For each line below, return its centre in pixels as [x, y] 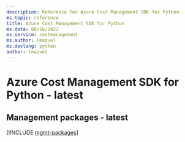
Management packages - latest [67, 118]
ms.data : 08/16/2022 [33, 29]
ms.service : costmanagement [42, 35]
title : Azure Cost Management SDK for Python [65, 23]
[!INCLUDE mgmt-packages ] [42, 132]
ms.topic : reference [33, 18]
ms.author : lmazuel [31, 40]
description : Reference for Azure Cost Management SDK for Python [93, 12]
